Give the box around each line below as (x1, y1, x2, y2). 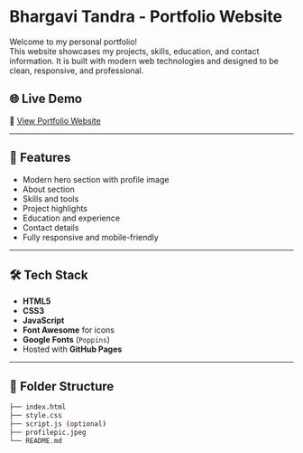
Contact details (22, 222, 79, 232)
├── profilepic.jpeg (9, 428, 87, 437)
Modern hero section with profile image (22, 174, 170, 184)
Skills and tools (22, 193, 79, 204)
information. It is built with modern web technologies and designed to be (9, 55, 280, 66)
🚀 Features (9, 150, 71, 165)
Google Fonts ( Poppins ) (22, 335, 111, 345)
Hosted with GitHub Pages (22, 344, 123, 354)
